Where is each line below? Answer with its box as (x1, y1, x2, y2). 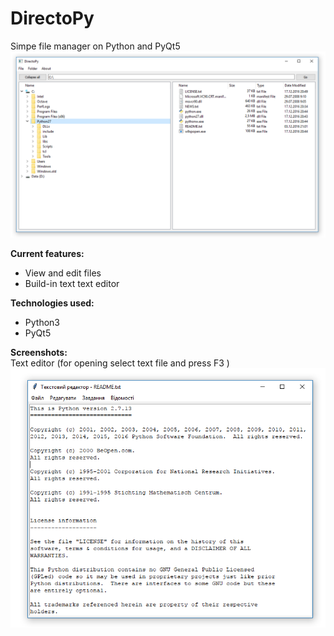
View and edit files (24, 267, 102, 279)
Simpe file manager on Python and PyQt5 (10, 40, 181, 52)
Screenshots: (10, 347, 68, 359)
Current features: (10, 248, 85, 260)
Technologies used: (10, 297, 95, 309)
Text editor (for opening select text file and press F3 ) (10, 357, 230, 369)
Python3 (24, 317, 60, 329)
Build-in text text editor (24, 278, 120, 290)
